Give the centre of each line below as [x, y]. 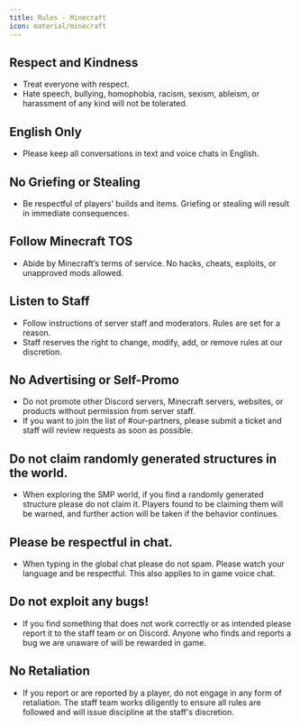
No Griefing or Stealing [75, 182]
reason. [36, 332]
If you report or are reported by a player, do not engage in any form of [152, 693]
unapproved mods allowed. [73, 272]
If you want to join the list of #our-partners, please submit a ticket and [152, 421]
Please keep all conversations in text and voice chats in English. [141, 153]
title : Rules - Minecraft [58, 18]
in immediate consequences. [76, 213]
